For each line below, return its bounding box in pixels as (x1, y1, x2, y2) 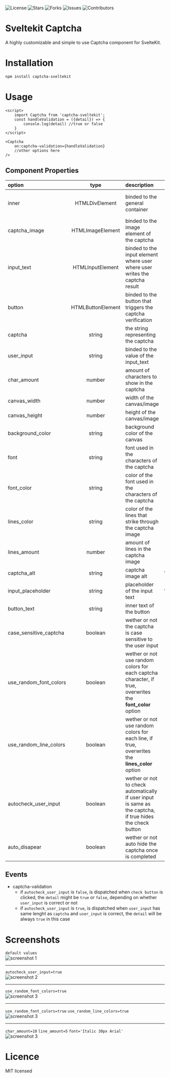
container (125, 206, 148, 213)
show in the (125, 379, 153, 386)
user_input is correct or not (20, 900, 78, 906)
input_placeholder (8, 587, 51, 594)
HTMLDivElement (75, 199, 117, 206)
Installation (5, 57, 54, 69)
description (125, 181, 154, 188)
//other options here (14, 148, 60, 153)
